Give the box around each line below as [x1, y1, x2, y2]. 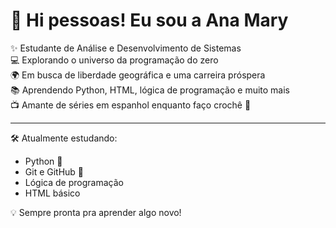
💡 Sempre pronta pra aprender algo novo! [10, 206, 182, 218]
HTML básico [24, 187, 81, 199]
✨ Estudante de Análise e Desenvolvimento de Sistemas [10, 42, 242, 54]
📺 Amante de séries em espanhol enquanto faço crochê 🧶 [10, 99, 252, 111]
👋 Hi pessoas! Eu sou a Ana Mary [10, 9, 289, 32]
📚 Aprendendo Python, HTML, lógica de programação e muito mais [10, 84, 291, 96]
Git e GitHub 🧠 [24, 165, 85, 178]
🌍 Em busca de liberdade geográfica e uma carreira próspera [10, 69, 266, 81]
